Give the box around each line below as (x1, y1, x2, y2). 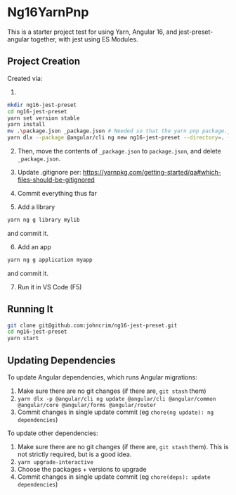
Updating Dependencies (7, 354, 116, 366)
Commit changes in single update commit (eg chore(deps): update (17, 472, 211, 481)
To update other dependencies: (7, 429, 98, 437)
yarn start (7, 335, 39, 342)
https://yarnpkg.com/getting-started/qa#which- (83, 168, 221, 176)
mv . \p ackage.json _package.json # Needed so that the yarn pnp (7, 127, 199, 134)
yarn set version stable (7, 114, 80, 122)
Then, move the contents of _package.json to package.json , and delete (17, 147, 221, 155)
